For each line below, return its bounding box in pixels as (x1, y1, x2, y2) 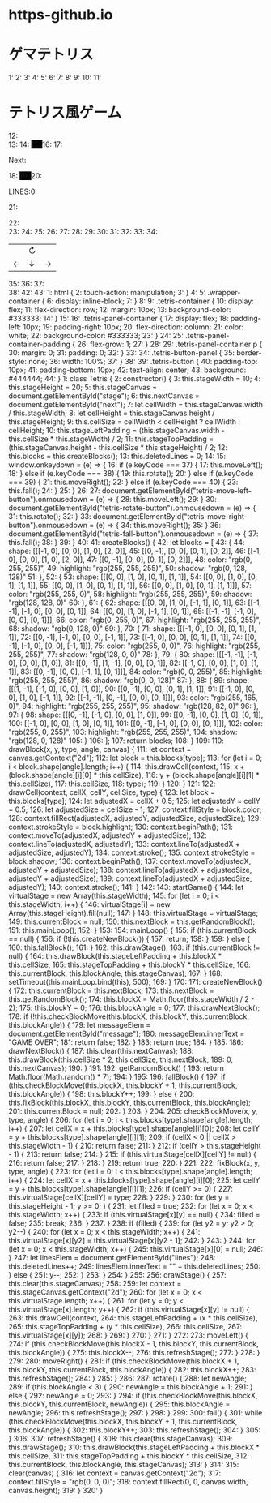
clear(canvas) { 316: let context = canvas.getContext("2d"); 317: (8, 1468, 221, 1478)
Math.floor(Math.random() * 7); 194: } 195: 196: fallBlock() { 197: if (8, 1072, 226, 1082)
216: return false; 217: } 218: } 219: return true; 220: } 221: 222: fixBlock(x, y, (8, 1158, 260, 1168)
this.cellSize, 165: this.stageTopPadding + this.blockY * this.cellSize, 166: (8, 960, 251, 970)
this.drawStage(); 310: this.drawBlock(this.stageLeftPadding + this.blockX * (8, 1442, 260, 1453)
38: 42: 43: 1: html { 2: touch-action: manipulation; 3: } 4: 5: (8, 288, 206, 298)
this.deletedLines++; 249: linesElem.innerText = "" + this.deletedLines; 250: (8, 1261, 261, 1271)
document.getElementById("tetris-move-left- (101, 486, 252, 496)
